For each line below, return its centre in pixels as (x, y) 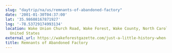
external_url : (20, 38)
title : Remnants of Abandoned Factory (47, 43)
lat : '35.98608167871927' (33, 19)
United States (25, 33)
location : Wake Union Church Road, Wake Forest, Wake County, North (80, 29)
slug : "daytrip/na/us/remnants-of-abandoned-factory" (64, 10)
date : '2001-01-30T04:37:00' (36, 15)
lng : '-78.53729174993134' (34, 24)
